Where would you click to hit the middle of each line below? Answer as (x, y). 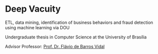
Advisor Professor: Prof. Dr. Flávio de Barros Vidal (55, 46)
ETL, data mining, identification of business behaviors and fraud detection (79, 22)
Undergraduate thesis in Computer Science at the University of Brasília (76, 37)
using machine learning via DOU (37, 27)
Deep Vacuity (33, 9)
